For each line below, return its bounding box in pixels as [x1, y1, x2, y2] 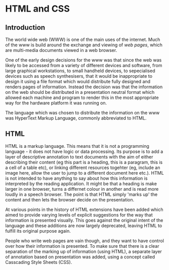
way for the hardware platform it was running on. [5, 100, 107, 106]
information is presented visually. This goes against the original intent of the [5, 217, 163, 223]
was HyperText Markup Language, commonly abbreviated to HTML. [5, 115, 147, 121]
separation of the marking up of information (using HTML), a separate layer [5, 248, 162, 254]
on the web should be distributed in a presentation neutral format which [5, 89, 155, 95]
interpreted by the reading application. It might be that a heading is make [5, 180, 157, 187]
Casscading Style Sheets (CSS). [5, 259, 72, 265]
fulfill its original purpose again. [5, 228, 71, 234]
